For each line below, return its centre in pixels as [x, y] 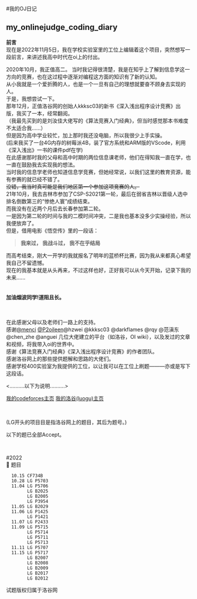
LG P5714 [38, 532]
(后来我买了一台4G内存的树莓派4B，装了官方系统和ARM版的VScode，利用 [96, 142]
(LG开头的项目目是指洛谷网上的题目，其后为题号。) [67, 422]
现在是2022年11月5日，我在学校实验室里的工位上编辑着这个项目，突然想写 [96, 49]
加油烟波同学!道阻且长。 [35, 297]
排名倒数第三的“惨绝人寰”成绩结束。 [50, 201]
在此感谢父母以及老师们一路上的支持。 [52, 322]
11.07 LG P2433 [30, 522]
